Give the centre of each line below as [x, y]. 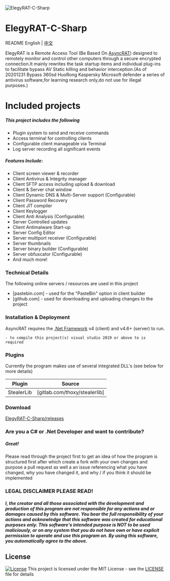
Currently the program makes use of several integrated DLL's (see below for [84, 366]
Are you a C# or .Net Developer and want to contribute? [75, 432]
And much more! [30, 260]
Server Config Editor [34, 233]
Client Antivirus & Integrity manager [50, 179]
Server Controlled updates [40, 222]
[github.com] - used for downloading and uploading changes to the [83, 299]
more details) [19, 371]
